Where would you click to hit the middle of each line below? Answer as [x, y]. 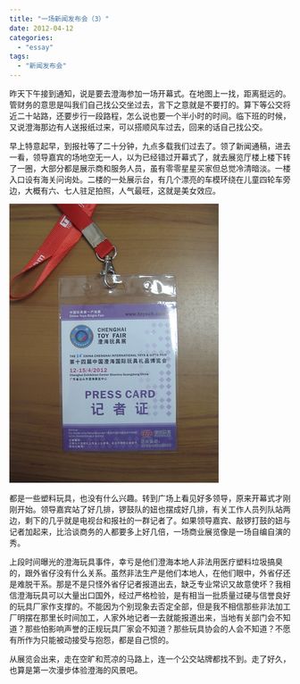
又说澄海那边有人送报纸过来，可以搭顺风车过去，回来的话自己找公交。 [138, 127]
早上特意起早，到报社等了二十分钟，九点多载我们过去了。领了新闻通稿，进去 [150, 146]
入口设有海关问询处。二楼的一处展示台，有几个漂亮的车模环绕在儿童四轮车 [146, 179]
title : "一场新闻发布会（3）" [59, 19]
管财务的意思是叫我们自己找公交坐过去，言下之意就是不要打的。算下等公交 [146, 104]
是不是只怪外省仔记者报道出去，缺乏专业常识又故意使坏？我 [173, 584]
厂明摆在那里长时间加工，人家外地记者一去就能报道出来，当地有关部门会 [142, 617]
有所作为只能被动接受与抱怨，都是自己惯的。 [92, 640]
